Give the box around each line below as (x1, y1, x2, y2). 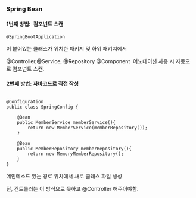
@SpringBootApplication (6, 34, 66, 40)
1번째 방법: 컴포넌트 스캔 (6, 20, 64, 27)
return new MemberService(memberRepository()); (27, 125, 148, 131)
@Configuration (6, 99, 44, 105)
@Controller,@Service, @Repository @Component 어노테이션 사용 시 (6, 58, 175, 65)
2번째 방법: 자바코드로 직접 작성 (6, 80, 79, 87)
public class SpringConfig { (6, 104, 79, 110)
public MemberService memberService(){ (17, 120, 116, 126)
